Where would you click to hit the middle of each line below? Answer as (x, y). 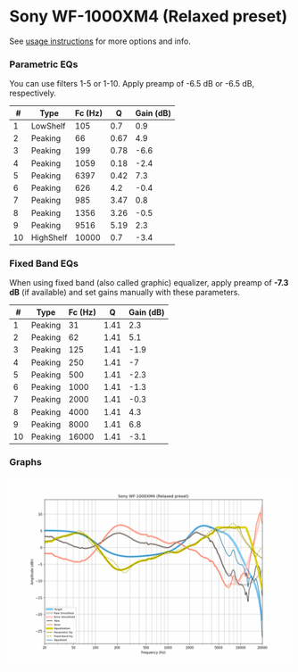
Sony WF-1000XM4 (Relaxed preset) (149, 17)
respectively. (33, 93)
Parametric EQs (44, 64)
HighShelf (49, 237)
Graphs (25, 462)
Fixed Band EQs (44, 263)
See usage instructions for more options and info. (100, 41)
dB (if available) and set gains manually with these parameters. (125, 293)
